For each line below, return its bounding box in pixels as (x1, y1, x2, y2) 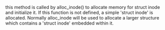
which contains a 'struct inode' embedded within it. (5, 20, 114, 26)
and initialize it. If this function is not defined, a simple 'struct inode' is (5, 9, 153, 15)
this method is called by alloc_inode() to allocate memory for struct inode (5, 4, 160, 10)
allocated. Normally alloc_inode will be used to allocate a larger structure (5, 15, 159, 20)
